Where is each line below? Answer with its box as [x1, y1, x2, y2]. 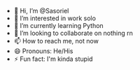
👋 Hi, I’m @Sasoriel [13, 7, 69, 15]
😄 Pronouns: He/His [13, 47, 73, 55]
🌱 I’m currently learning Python [13, 22, 104, 29]
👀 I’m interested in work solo [13, 14, 97, 22]
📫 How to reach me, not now [13, 37, 99, 45]
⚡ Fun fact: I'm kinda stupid [13, 55, 93, 63]
